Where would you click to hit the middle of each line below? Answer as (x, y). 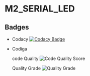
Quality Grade (26, 68)
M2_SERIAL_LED (40, 9)
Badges (17, 27)
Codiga (19, 49)
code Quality (25, 58)
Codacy (20, 39)
